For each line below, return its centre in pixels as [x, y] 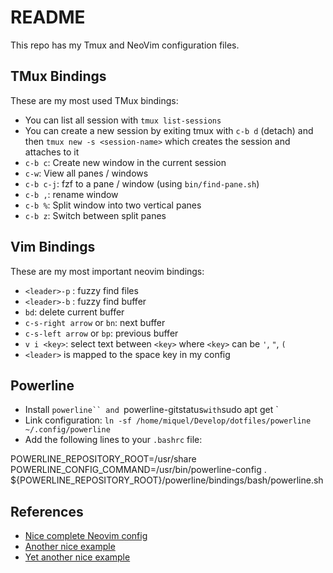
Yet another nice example [77, 557]
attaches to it [52, 152]
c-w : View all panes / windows [86, 173]
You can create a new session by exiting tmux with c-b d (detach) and [169, 130]
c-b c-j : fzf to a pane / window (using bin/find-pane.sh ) [142, 183]
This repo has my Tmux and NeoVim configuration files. [125, 45]
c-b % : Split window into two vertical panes [113, 205]
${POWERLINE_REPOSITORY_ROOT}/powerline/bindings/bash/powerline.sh [167, 480]
